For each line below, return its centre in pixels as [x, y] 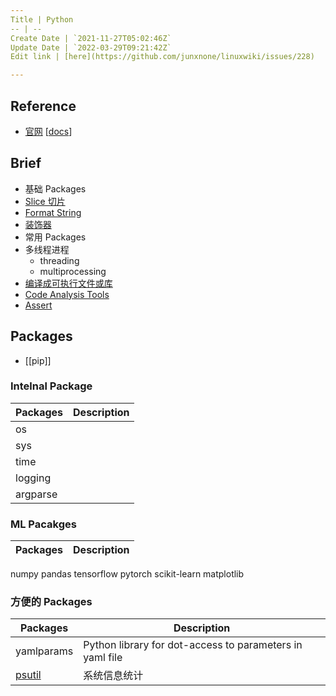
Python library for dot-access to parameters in [193, 645]
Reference [43, 106]
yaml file [103, 658]
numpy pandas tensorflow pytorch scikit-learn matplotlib [127, 574]
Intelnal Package [51, 386]
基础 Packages [55, 188]
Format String [53, 212]
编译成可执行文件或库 [68, 283]
